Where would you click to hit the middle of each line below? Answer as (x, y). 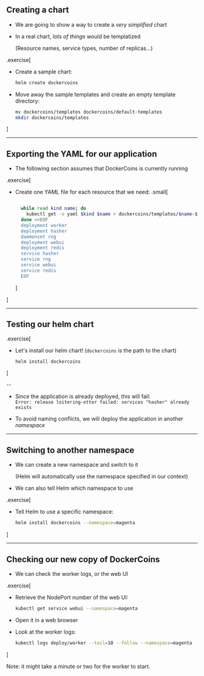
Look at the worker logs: (46, 632)
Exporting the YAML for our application (82, 154)
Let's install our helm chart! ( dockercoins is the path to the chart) (96, 351)
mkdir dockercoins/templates (52, 118)
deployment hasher (44, 231)
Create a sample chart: (44, 72)
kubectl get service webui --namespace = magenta (76, 608)
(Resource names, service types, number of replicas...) (84, 48)
